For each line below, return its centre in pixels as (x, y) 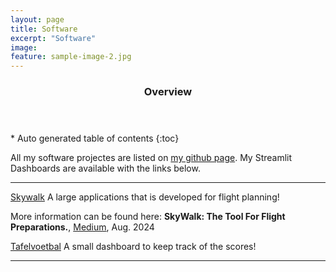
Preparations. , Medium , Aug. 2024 (82, 227)
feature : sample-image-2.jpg (71, 57)
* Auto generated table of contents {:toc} (95, 138)
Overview (168, 92)
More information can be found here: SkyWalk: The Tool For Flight (148, 217)
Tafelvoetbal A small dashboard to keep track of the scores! (133, 247)
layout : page (37, 19)
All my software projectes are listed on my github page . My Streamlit (151, 158)
